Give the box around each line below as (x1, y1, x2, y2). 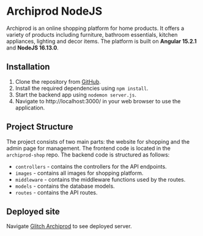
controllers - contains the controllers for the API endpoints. (15, 163, 167, 170)
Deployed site (6, 206, 60, 216)
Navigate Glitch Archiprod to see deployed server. (6, 223, 132, 230)
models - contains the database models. (15, 182, 115, 190)
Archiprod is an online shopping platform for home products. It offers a (6, 24, 185, 32)
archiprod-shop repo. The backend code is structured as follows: (6, 151, 170, 158)
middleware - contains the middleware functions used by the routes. (15, 175, 186, 183)
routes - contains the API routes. (15, 188, 98, 196)
